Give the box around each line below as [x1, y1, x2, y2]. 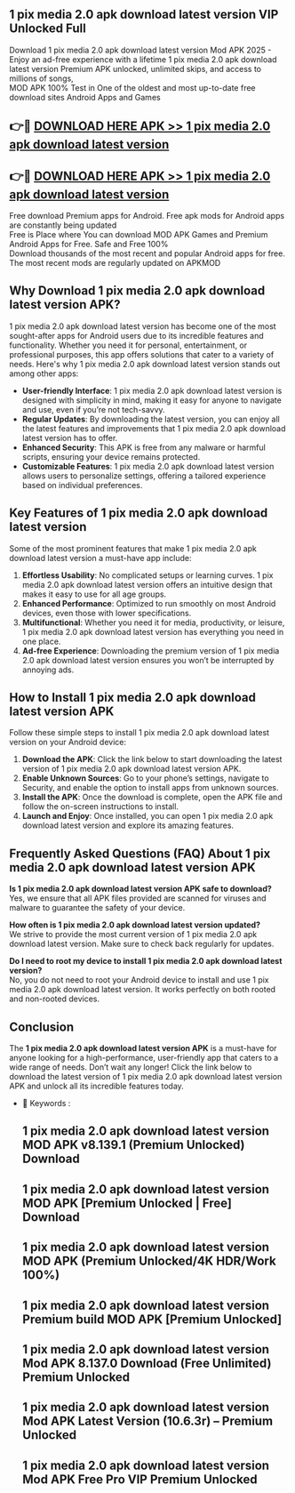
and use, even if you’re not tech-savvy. [21, 404, 166, 414]
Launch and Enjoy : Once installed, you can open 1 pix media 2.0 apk [21, 811, 274, 822]
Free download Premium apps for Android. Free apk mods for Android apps [9, 211, 285, 221]
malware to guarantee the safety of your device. [9, 903, 186, 913]
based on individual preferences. [21, 479, 143, 490]
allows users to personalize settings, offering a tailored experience [21, 470, 267, 481]
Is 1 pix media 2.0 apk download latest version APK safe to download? [9, 884, 273, 895]
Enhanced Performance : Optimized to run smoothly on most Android [21, 598, 276, 608]
